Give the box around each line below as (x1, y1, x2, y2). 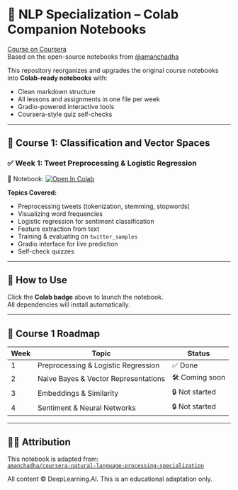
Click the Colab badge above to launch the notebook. (7, 293, 164, 302)
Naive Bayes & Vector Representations (38, 373, 166, 383)
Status (187, 348, 210, 358)
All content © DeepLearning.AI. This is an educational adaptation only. (7, 474, 212, 484)
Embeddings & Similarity (38, 388, 119, 398)
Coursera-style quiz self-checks (17, 110, 113, 118)
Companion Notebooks (7, 21, 147, 38)
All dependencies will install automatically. (7, 300, 131, 309)
